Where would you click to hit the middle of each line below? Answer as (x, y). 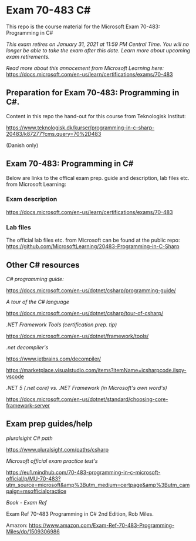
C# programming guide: (35, 279)
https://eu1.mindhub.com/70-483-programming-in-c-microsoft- (83, 472)
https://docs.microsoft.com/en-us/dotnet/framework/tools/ (77, 336)
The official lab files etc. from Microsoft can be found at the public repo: (93, 240)
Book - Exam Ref (26, 502)
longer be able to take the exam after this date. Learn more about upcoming (98, 50)
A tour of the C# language (38, 302)
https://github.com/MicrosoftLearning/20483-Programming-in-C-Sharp (93, 246)
